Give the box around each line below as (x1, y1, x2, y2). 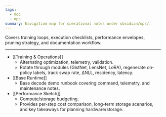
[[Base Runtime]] (12, 75, 47, 81)
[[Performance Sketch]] (12, 91, 61, 97)
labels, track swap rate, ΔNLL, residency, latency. (33, 70, 133, 76)
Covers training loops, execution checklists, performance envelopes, (5, 35, 145, 40)
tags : (5, 7, 16, 12)
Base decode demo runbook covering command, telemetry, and (19, 80, 150, 86)
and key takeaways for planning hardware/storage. (19, 107, 124, 113)
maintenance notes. (19, 85, 60, 91)
